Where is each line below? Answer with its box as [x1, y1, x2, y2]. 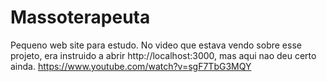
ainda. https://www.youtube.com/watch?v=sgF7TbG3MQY [10, 60, 252, 72]
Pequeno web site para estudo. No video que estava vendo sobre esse [10, 39, 302, 51]
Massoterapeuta [10, 6, 151, 29]
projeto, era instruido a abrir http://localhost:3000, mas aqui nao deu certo [10, 49, 317, 61]
